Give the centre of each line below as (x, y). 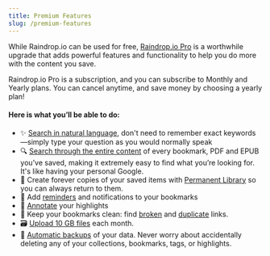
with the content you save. (52, 63)
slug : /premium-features (50, 23)
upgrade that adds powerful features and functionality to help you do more (132, 55)
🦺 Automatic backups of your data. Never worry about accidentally (131, 234)
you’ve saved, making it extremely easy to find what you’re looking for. (137, 162)
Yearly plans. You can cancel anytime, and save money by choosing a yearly (135, 88)
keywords (240, 132)
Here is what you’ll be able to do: (64, 115)
